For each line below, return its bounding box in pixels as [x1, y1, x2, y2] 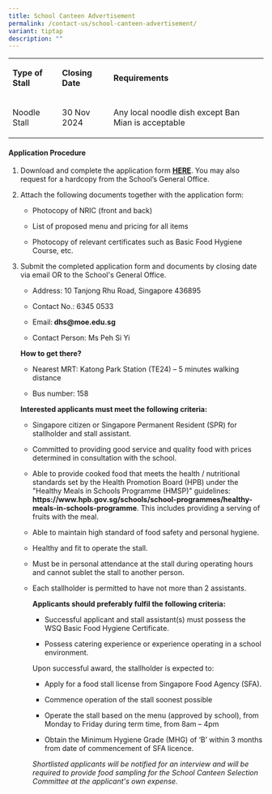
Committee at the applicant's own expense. [32, 776, 178, 787]
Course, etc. [32, 246, 74, 255]
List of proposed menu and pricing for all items [32, 221, 189, 231]
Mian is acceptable [113, 117, 185, 128]
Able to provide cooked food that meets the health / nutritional [32, 469, 240, 479]
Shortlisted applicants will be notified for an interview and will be [32, 759, 249, 769]
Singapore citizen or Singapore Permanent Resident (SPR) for [32, 420, 237, 430]
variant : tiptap [8, 27, 63, 35]
